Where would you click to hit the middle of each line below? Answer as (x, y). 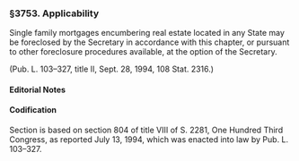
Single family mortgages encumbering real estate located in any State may (147, 33)
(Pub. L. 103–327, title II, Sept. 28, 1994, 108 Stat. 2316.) (111, 69)
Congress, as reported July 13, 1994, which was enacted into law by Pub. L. (149, 140)
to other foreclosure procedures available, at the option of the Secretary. (143, 52)
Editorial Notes (37, 89)
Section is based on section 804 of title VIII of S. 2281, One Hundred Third (146, 130)
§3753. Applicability (54, 13)
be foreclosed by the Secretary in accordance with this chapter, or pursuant (149, 42)
